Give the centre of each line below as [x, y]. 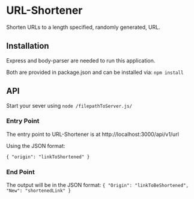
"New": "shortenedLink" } [38, 191]
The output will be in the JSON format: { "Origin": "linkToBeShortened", [98, 185]
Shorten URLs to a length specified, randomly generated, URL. [83, 27]
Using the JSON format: [36, 145]
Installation [28, 46]
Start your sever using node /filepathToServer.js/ [69, 105]
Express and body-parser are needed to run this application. [81, 60]
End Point [20, 172]
